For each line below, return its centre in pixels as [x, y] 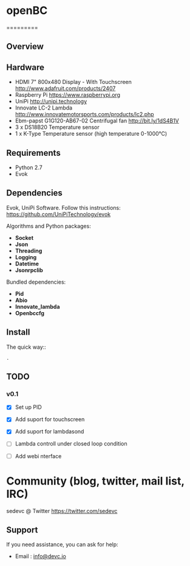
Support [22, 530]
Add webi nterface [38, 456]
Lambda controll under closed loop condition [71, 444]
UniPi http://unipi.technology [51, 102]
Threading [29, 251]
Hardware [25, 67]
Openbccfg [29, 313]
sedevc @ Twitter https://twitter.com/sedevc [62, 511]
